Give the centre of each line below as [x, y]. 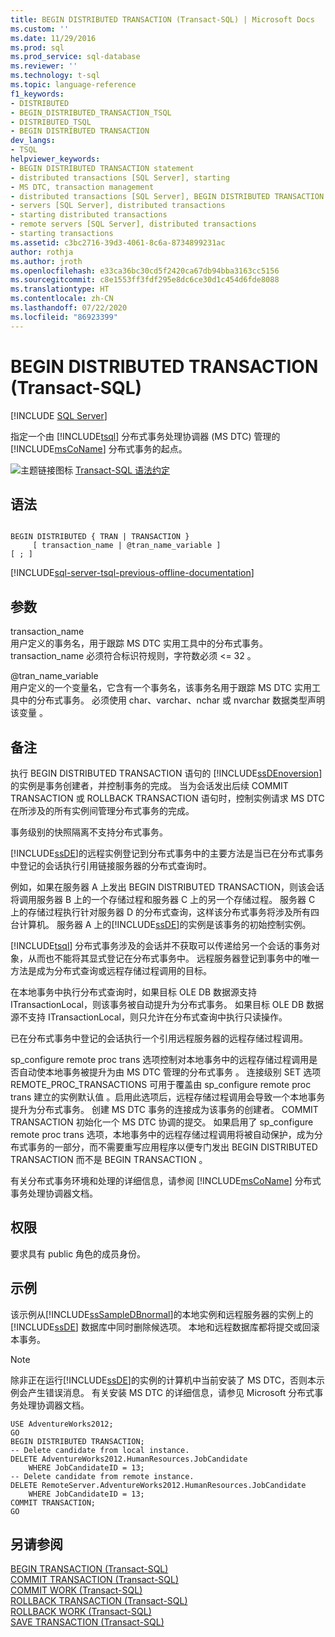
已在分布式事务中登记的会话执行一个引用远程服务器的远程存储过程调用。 [159, 1038]
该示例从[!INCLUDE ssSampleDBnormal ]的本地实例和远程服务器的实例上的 [162, 1314]
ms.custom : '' [40, 29]
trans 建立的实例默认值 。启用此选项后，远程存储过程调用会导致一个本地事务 [168, 1097]
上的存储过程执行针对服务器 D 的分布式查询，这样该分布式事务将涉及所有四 [165, 912]
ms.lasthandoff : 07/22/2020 [69, 308]
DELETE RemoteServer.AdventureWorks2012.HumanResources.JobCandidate [158, 1485]
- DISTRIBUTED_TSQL [51, 122]
